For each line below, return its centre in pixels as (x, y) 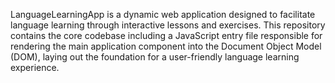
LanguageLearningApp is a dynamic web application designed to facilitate (163, 14)
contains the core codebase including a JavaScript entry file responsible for (166, 35)
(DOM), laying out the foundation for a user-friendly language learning (155, 57)
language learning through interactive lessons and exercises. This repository (168, 25)
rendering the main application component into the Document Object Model (166, 46)
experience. (35, 67)
